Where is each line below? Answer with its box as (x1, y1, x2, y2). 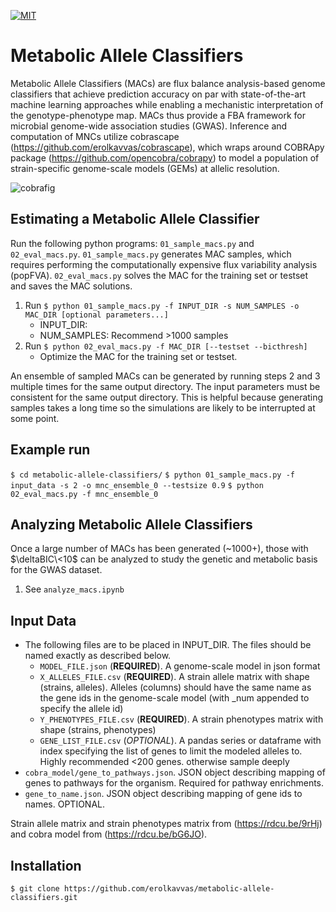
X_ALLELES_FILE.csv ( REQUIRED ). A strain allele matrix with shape (39, 671, 310, 683)
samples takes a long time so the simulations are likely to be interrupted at (10, 401, 316, 414)
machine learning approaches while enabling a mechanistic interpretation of (10, 98, 324, 110)
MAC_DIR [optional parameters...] (24, 310, 169, 320)
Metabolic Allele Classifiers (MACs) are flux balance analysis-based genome (10, 77, 326, 89)
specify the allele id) (39, 703, 124, 715)
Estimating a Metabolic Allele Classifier (10, 211, 260, 228)
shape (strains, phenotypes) (39, 724, 157, 736)
